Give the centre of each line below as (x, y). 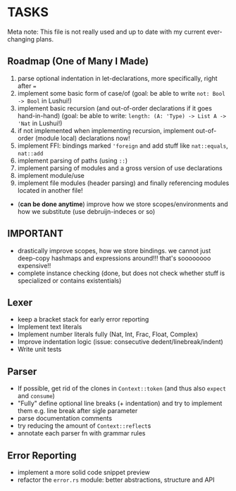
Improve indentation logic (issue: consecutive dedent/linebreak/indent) (120, 342)
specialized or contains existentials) (69, 280)
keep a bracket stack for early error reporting (83, 319)
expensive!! (34, 265)
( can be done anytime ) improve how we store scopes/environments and (123, 204)
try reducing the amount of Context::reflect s (84, 426)
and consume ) (36, 396)
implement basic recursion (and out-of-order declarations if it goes (115, 108)
